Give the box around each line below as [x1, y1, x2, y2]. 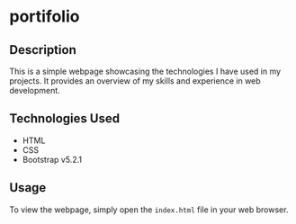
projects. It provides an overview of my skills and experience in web [9, 76, 261, 86]
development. [9, 85, 60, 95]
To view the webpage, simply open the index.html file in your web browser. [9, 204, 289, 215]
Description [9, 42, 76, 58]
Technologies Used [9, 111, 120, 127]
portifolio [9, 6, 80, 27]
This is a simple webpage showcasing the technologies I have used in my [9, 66, 282, 76]
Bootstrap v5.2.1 [22, 154, 83, 165]
